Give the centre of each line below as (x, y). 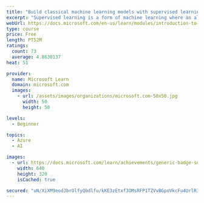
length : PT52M (24, 40)
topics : (16, 135)
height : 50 (36, 107)
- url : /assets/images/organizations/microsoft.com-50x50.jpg (97, 96)
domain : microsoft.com (40, 85)
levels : (16, 118)
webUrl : (16, 23)
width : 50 (35, 102)
